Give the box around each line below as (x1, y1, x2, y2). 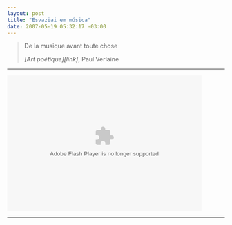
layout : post (7, 10, 45, 17)
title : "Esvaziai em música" (7, 17, 91, 23)
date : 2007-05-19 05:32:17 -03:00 (7, 23, 107, 30)
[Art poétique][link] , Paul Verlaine (23, 55, 119, 63)
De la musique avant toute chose (23, 42, 118, 50)
